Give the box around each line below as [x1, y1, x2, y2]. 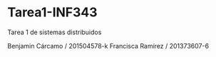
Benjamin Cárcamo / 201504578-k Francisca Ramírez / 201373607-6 [7, 41, 209, 50]
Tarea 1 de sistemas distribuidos [7, 28, 102, 36]
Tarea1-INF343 [7, 4, 98, 21]
